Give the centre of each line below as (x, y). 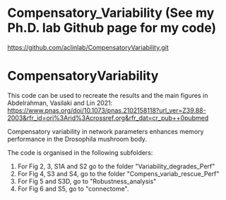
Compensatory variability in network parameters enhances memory (106, 131)
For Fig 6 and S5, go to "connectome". (73, 189)
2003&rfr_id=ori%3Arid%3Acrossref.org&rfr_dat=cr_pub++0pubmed (108, 118)
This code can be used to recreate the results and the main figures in (108, 95)
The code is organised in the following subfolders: (80, 152)
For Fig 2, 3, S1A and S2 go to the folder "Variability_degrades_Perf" (116, 166)
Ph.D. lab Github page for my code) (112, 28)
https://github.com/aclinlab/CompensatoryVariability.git (88, 47)
